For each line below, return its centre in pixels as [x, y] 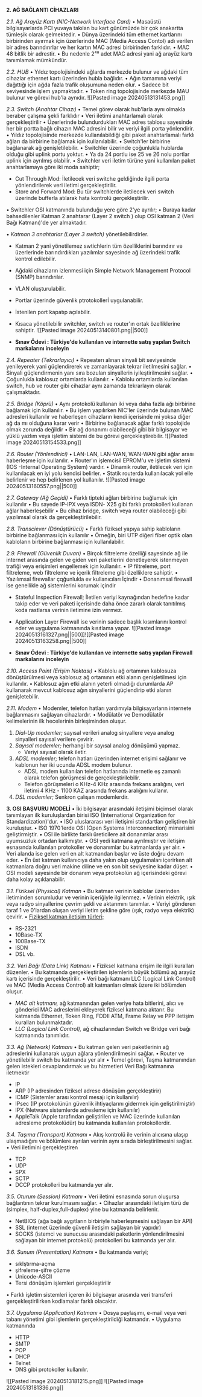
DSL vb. [25, 954]
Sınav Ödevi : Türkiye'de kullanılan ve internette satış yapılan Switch [103, 342]
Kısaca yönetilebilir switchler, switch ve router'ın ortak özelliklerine [98, 324]
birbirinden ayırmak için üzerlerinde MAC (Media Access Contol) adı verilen [100, 41]
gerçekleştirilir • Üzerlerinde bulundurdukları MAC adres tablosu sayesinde [99, 122]
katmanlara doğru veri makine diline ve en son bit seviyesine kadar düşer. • [99, 866]
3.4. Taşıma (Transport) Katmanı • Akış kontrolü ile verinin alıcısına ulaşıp [97, 1134]
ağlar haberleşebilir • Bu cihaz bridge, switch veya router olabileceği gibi [96, 511]
